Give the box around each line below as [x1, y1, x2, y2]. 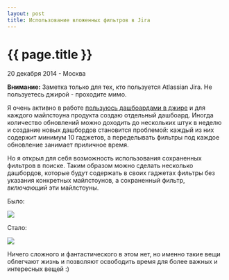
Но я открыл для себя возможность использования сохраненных [7, 154, 203, 163]
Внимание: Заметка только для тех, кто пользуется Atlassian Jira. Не [7, 83, 213, 91]
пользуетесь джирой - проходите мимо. [7, 90, 127, 99]
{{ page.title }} [7, 47, 93, 63]
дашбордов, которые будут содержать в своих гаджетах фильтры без [7, 169, 215, 177]
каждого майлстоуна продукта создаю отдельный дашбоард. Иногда [7, 111, 214, 120]
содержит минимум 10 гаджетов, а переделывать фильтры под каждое [7, 133, 220, 142]
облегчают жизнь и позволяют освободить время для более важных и [7, 258, 218, 266]
